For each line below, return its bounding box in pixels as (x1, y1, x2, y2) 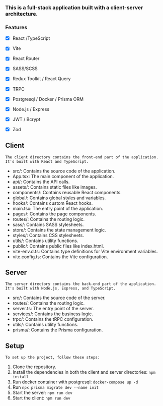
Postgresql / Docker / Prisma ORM (12, 96, 84, 102)
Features (5, 24, 28, 31)
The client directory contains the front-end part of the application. (5, 154, 158, 160)
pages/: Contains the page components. (12, 211, 97, 217)
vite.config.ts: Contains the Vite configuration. (12, 254, 108, 260)
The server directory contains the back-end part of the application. (5, 281, 156, 286)
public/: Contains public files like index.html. (12, 243, 104, 249)
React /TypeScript (12, 35, 50, 41)
